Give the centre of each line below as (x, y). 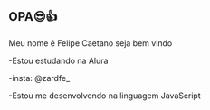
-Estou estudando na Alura (58, 60)
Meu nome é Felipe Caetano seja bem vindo (91, 43)
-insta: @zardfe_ (39, 78)
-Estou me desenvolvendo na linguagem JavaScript (105, 96)
